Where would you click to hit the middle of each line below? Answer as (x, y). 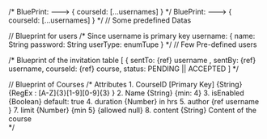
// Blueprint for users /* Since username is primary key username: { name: (132, 36)
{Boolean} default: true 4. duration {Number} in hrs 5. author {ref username (134, 101)
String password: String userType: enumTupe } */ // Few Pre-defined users (133, 44)
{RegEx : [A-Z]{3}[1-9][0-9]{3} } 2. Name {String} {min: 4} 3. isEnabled (126, 93)
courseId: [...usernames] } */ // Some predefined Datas (100, 20)
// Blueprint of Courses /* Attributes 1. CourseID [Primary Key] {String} (125, 84)
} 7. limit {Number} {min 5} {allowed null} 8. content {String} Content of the (133, 110)
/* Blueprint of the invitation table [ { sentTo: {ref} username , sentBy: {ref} (132, 60)
